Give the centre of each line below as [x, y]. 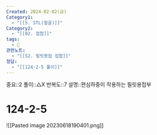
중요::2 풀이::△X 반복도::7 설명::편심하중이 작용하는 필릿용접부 [79, 84]
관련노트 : [16, 51]
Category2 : [20, 28]
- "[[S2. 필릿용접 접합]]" [41, 56]
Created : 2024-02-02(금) [36, 12]
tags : [13, 39]
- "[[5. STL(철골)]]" [37, 23]
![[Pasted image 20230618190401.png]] [55, 125]
